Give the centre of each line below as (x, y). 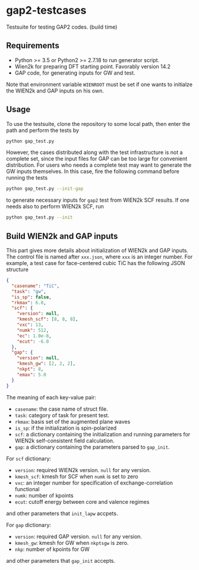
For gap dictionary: (29, 525)
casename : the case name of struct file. (61, 409)
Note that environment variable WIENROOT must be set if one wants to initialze (99, 84)
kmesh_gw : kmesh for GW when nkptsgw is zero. (72, 543)
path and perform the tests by (42, 130)
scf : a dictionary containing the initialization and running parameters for (102, 434)
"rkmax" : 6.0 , (29, 303)
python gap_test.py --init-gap (45, 189)
